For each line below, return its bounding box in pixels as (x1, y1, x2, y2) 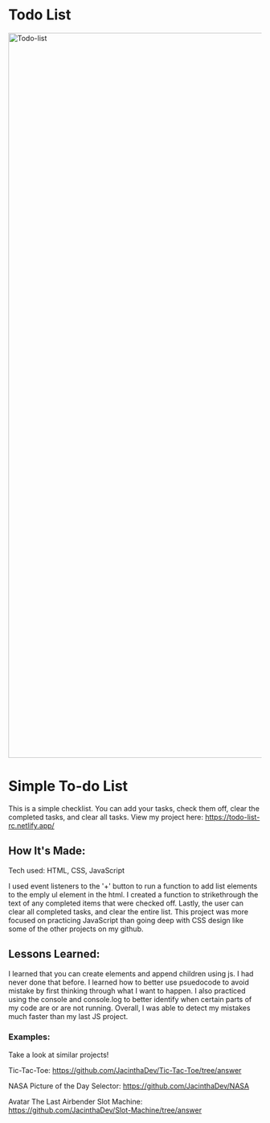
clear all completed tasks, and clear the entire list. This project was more (8, 906, 249, 916)
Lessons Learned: (8, 947, 100, 961)
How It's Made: (8, 844, 86, 858)
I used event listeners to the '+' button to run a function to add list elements (8, 881, 258, 891)
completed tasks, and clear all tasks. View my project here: (8, 812, 203, 822)
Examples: (8, 1031, 51, 1042)
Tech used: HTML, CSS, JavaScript (8, 865, 125, 875)
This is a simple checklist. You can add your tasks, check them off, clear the (8, 803, 260, 813)
